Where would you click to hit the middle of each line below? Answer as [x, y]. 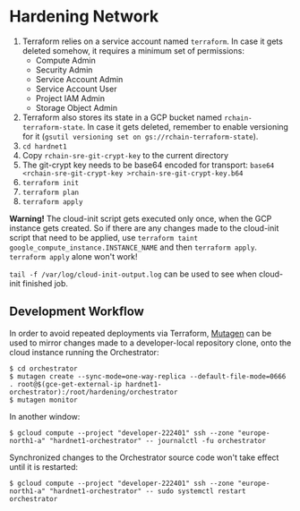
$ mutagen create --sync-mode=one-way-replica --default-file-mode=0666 [148, 376]
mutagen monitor [47, 400]
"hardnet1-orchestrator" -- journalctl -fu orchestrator [158, 440]
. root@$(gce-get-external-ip [66, 384]
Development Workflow [77, 312]
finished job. [45, 283]
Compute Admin [66, 60]
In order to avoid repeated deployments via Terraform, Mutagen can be [140, 333]
